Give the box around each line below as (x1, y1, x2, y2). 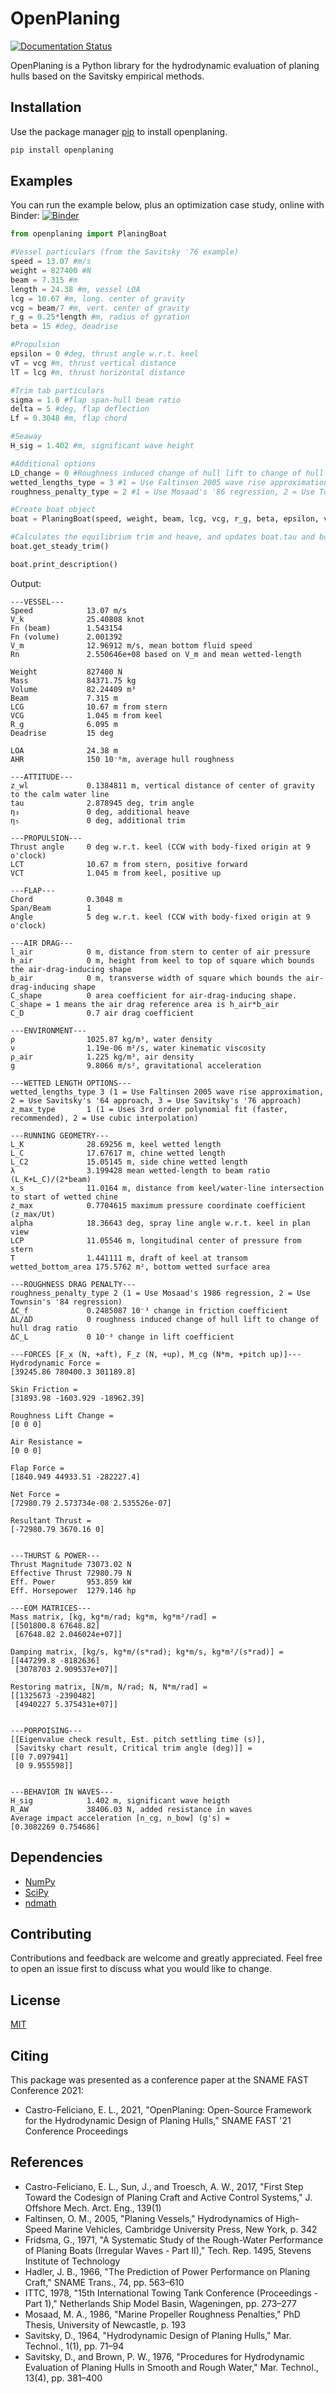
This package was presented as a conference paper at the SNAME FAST (10, 2074, 309, 2086)
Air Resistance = (10, 1437, 83, 1447)
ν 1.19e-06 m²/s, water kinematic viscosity (10, 1043, 267, 1053)
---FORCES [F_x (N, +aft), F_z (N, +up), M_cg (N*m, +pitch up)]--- (10, 1349, 302, 1359)
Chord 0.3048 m (10, 894, 123, 904)
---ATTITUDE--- (10, 772, 74, 782)
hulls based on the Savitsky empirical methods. (10, 70, 205, 82)
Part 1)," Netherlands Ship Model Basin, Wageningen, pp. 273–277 (24, 2297, 297, 2309)
